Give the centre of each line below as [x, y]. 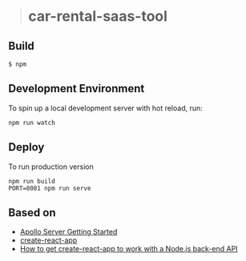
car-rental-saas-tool [98, 16]
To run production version [51, 167]
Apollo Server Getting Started [69, 232]
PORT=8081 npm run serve [50, 188]
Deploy [26, 147]
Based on [32, 213]
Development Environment [77, 88]
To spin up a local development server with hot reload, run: [105, 108]
